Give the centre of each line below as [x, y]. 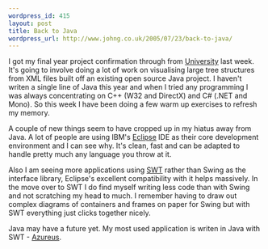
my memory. [29, 113]
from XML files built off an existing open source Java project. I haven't [125, 78]
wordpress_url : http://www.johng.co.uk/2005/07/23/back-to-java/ [120, 38]
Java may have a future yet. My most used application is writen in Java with [134, 229]
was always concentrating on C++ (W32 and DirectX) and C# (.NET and [128, 96]
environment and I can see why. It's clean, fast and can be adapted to [124, 146]
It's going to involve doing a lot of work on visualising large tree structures [132, 70]
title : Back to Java [43, 31]
